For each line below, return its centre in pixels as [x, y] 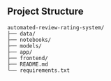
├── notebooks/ [29, 40]
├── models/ [24, 46]
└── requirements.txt [39, 70]
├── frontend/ [28, 58]
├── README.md [28, 64]
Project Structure [45, 12]
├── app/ [20, 52]
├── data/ [22, 34]
